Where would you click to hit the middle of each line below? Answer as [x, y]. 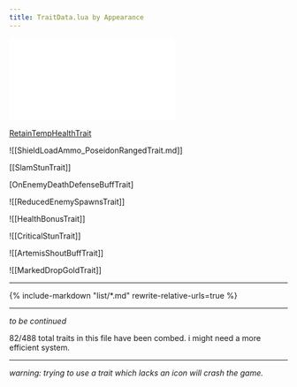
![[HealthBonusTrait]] [47, 218]
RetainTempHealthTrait [50, 133]
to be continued [38, 321]
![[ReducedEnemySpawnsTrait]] [67, 201]
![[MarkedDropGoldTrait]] [55, 269]
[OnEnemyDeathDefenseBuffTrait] [72, 184]
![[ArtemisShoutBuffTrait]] [57, 253]
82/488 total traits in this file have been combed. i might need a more [135, 338]
